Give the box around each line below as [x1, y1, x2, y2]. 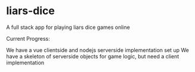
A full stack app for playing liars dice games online [6, 24, 130, 31]
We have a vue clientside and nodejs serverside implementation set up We [6, 46, 189, 54]
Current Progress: [6, 35, 50, 42]
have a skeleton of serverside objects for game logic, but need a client [6, 53, 179, 60]
